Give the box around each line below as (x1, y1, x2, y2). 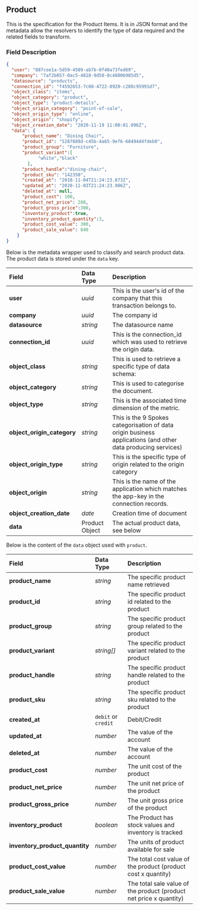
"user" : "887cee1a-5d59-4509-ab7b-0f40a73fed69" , (11, 66, 136, 73)
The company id (112, 311, 158, 319)
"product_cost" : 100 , (21, 194, 76, 200)
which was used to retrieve (112, 338, 188, 346)
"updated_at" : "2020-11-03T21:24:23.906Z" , (21, 183, 131, 189)
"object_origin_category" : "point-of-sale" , (11, 106, 123, 112)
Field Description (6, 47, 56, 56)
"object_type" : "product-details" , (11, 100, 99, 106)
